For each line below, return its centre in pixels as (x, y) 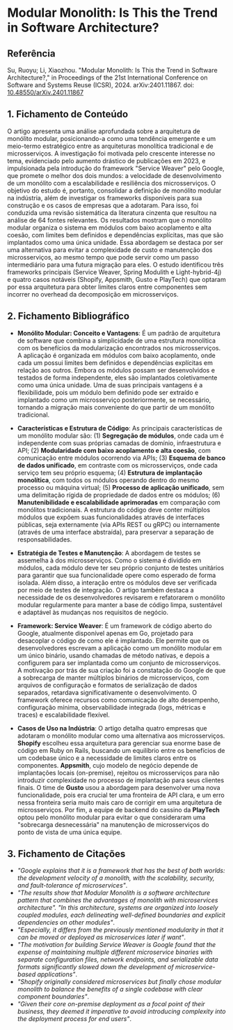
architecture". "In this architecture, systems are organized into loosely (118, 908)
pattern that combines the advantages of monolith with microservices (118, 900)
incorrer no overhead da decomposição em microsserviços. (93, 294)
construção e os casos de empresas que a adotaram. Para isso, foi (103, 205)
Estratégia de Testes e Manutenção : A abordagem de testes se (109, 553)
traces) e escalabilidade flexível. (63, 715)
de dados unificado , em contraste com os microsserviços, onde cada (117, 465)
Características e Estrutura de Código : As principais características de (120, 428)
